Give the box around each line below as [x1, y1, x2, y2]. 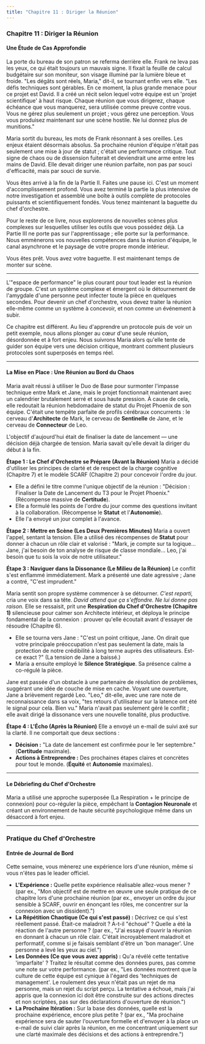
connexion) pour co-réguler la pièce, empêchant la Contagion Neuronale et [6, 800, 197, 807]
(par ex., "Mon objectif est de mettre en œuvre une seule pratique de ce [15, 888, 197, 895]
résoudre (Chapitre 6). [6, 622, 62, 630]
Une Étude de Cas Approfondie [6, 44, 87, 52]
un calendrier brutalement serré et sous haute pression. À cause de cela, [6, 395, 190, 402]
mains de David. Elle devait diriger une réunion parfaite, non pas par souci [6, 160, 192, 168]
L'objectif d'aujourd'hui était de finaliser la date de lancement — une [6, 433, 178, 440]
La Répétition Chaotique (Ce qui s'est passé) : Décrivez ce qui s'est [15, 914, 188, 921]
